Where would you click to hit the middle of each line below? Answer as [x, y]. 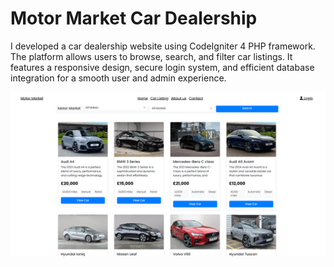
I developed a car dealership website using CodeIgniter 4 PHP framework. [163, 46]
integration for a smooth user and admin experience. [118, 78]
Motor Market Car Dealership [134, 18]
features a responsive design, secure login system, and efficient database [162, 67]
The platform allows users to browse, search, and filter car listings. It [151, 56]
